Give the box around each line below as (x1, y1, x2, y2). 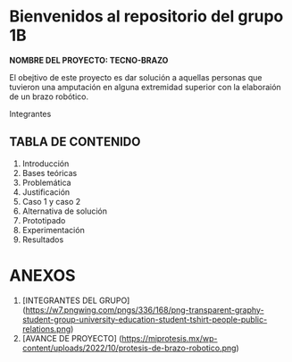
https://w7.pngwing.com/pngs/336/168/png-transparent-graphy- (25, 304, 265, 315)
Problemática (21, 177, 71, 188)
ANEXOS (9, 265, 76, 285)
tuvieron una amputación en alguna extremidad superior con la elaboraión (9, 81, 281, 92)
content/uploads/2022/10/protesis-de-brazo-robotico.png (21, 342, 237, 353)
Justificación (21, 186, 71, 198)
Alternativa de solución (21, 206, 108, 216)
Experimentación (21, 224, 85, 235)
